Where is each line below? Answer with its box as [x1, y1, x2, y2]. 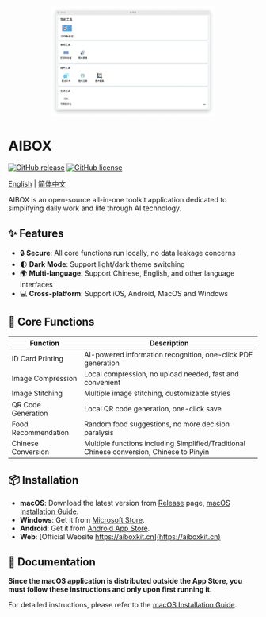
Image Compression [11, 373, 78, 383]
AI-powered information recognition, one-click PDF [84, 349, 253, 359]
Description [149, 338, 189, 348]
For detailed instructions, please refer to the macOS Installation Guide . [8, 600, 237, 610]
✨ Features [8, 226, 64, 240]
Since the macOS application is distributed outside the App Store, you [8, 577, 243, 586]
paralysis [84, 427, 114, 437]
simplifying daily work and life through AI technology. [8, 203, 182, 213]
